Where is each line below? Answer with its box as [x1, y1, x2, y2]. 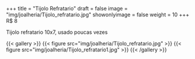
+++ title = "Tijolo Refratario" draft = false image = [6, 5, 128, 12]
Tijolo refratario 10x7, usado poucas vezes [6, 29, 108, 36]
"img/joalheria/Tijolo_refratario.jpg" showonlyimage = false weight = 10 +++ [6, 11, 189, 18]
